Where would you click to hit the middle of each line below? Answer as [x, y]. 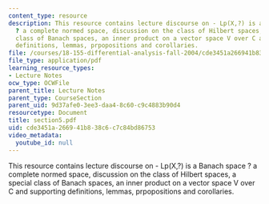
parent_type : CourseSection [55, 98]
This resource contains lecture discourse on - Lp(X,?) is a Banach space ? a [133, 165]
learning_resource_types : [51, 68]
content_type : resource [48, 16]
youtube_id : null [44, 143]
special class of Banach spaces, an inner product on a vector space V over [132, 182]
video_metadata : [35, 135]
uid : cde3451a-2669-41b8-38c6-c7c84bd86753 [82, 128]
